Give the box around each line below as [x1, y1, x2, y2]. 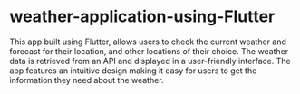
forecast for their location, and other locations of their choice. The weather [9, 45, 289, 56]
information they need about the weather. [9, 74, 165, 85]
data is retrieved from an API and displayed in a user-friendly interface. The [9, 55, 292, 66]
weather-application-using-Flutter [9, 6, 276, 27]
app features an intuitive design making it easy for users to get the [9, 65, 257, 76]
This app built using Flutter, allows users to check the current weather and [9, 36, 287, 47]
